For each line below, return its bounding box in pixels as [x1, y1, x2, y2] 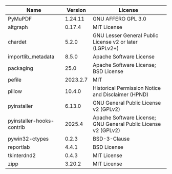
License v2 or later [93, 38, 138, 45]
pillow [8, 88, 22, 94]
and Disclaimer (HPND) [93, 91, 149, 98]
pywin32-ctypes [8, 136, 49, 142]
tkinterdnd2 [8, 152, 36, 159]
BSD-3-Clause [93, 136, 130, 142]
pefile [8, 76, 22, 83]
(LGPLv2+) [93, 45, 119, 52]
